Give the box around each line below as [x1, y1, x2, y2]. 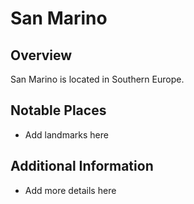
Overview [10, 47, 73, 64]
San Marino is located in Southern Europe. [10, 73, 185, 85]
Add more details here [24, 184, 117, 196]
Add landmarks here [24, 128, 109, 141]
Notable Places [10, 102, 107, 119]
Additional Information [10, 158, 154, 175]
